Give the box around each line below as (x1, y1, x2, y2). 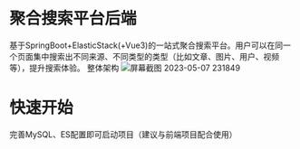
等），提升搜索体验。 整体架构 (9, 62, 120, 73)
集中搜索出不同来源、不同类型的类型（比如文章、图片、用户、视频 (33, 51, 279, 61)
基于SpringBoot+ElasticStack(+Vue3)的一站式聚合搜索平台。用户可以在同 (9, 40, 284, 51)
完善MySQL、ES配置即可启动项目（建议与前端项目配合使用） (9, 128, 237, 140)
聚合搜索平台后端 (9, 8, 138, 29)
